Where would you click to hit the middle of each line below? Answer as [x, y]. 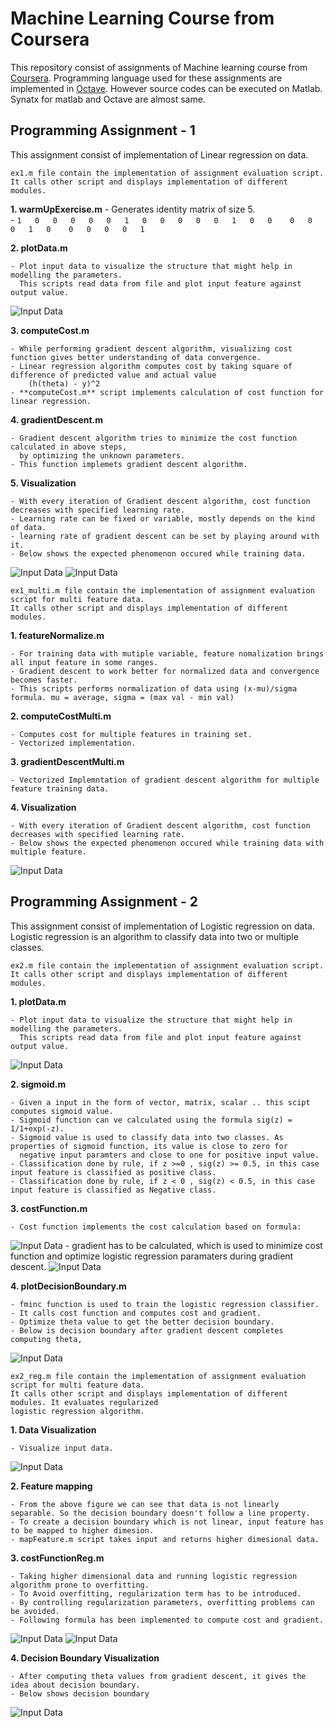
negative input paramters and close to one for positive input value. [169, 1155]
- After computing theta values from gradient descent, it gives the [158, 1676]
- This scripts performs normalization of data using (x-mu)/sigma [154, 688]
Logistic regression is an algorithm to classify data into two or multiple [154, 936]
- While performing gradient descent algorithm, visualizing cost [151, 348]
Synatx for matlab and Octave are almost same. [108, 99]
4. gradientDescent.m [57, 419]
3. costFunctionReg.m [57, 1558]
